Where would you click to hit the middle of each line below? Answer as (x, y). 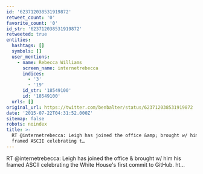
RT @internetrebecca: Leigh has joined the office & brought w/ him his (94, 158)
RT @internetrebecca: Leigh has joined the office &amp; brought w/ (100, 136)
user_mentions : (31, 57)
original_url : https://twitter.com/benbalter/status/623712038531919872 (100, 107)
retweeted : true (27, 34)
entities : (19, 40)
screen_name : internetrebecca (60, 68)
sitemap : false (25, 118)
